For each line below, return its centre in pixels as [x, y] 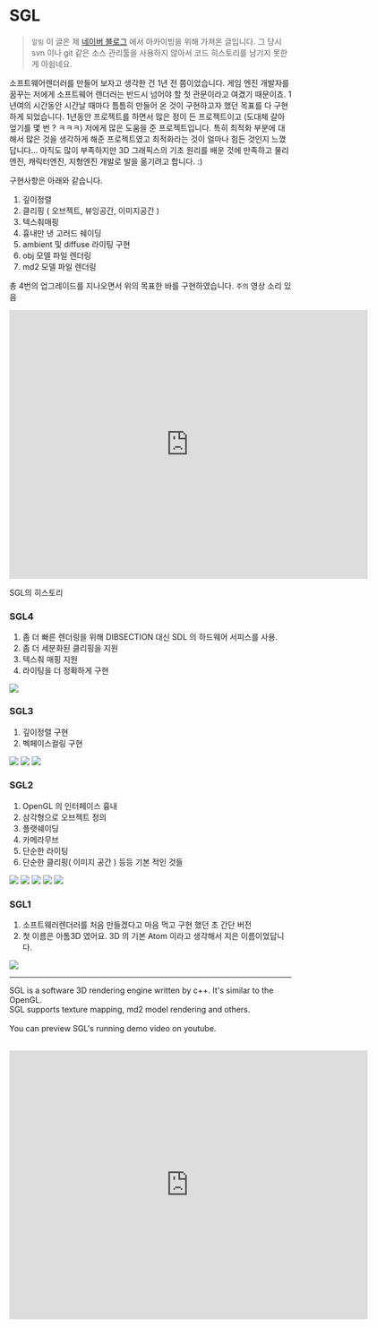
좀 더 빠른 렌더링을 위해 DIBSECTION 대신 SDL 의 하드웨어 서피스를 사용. [150, 637]
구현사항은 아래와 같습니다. [56, 180]
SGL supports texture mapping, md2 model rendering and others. [130, 1010]
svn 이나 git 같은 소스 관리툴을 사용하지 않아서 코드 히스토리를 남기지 [151, 52]
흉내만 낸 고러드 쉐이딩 [62, 233]
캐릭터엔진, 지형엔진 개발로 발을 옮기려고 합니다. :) [116, 161]
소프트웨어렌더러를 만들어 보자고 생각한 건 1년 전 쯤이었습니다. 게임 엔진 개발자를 [149, 82]
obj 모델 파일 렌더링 [57, 255]
